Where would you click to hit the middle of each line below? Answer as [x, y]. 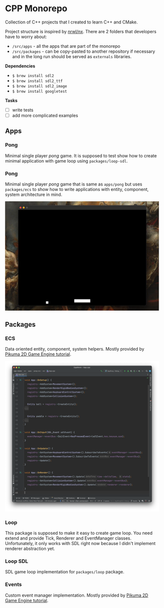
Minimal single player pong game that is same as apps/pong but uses [74, 184]
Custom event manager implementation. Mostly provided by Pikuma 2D [77, 595]
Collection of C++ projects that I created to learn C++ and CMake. [72, 22]
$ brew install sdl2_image [40, 86]
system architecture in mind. [34, 195]
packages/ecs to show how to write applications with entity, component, [77, 189]
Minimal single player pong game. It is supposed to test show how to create [81, 156]
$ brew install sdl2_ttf [37, 81]
